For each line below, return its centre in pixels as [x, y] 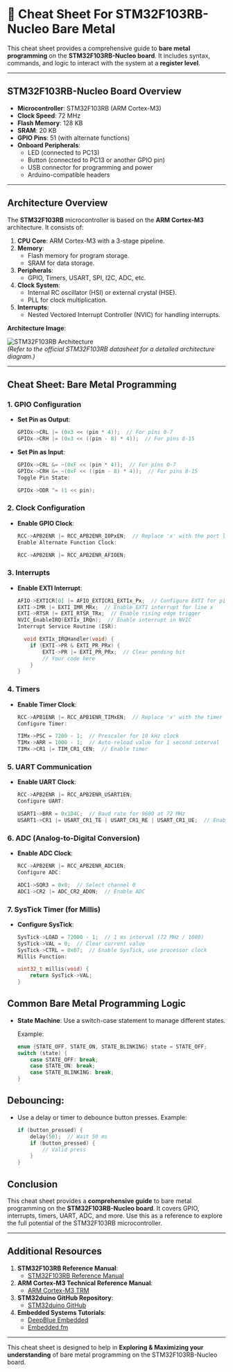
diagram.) [21, 356]
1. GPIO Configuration [44, 404]
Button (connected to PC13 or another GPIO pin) [96, 160]
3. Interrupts [29, 573]
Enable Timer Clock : [47, 704]
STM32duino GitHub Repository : [65, 1298]
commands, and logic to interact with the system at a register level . [104, 63]
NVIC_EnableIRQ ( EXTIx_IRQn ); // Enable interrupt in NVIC [104, 620]
